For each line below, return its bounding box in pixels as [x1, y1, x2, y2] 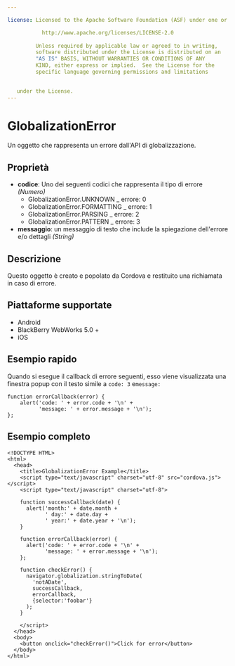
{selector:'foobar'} [32, 597, 93, 604]
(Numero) [17, 188, 46, 196]
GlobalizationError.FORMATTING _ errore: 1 [27, 203, 152, 211]
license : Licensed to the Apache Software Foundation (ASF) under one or [7, 16, 228, 23]
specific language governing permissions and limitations [35, 68, 209, 75]
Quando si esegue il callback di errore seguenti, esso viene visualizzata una [7, 372, 227, 380]
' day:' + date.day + [44, 511, 109, 518]
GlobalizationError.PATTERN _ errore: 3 [27, 217, 140, 226]
